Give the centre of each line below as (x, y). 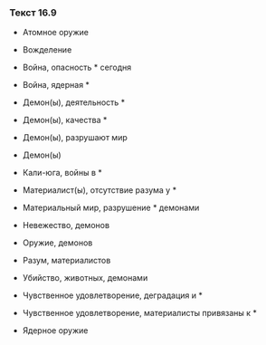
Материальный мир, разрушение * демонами (111, 208)
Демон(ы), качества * (65, 120)
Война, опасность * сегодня (77, 67)
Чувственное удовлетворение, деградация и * (113, 295)
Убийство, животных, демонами (85, 278)
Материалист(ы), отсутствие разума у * (100, 190)
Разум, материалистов (66, 261)
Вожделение (47, 50)
